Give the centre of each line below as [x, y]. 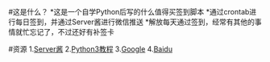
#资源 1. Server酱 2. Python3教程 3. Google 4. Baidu [91, 49]
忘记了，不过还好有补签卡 [72, 32]
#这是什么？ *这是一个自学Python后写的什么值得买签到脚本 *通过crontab [129, 12]
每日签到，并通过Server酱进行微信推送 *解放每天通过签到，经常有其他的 [135, 22]
